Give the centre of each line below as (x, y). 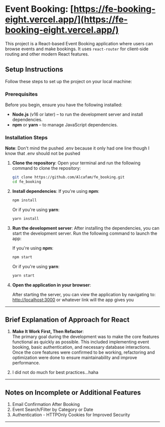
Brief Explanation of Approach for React (67, 320)
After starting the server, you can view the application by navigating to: (84, 294)
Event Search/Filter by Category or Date (53, 410)
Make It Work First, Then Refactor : (48, 332)
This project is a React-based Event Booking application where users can (79, 43)
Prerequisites (21, 94)
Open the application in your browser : (52, 285)
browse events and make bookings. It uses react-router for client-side (77, 49)
